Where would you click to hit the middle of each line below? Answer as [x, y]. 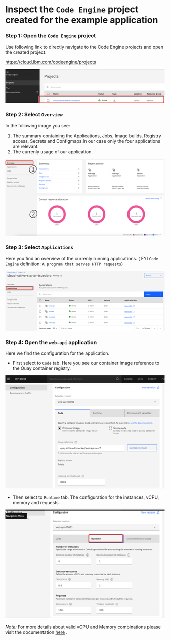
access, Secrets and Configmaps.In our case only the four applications [87, 141]
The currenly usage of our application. [52, 152]
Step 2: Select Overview [34, 115]
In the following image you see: [38, 125]
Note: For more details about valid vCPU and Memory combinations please [83, 627]
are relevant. [26, 146]
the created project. [26, 52]
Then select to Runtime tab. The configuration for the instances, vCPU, [86, 497]
